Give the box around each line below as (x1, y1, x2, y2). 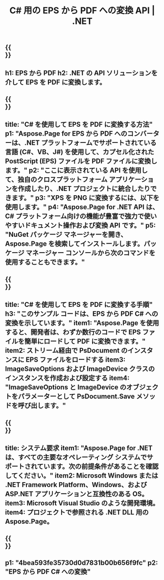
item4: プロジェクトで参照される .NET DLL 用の (5, 508, 149, 516)
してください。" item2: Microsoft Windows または (5, 471, 158, 480)
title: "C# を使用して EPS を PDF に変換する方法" (5, 120, 153, 129)
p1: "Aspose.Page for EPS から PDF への (5, 130, 127, 138)
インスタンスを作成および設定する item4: (5, 374, 130, 382)
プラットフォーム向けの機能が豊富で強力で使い (15, 212, 157, 221)
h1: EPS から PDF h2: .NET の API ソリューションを (5, 69, 158, 77)
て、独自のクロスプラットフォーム (5, 175, 108, 184)
